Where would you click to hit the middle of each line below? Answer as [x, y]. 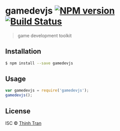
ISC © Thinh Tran [23, 123]
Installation [23, 51]
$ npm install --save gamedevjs [39, 63]
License [18, 111]
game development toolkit [45, 35]
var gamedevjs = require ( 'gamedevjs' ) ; [47, 91]
